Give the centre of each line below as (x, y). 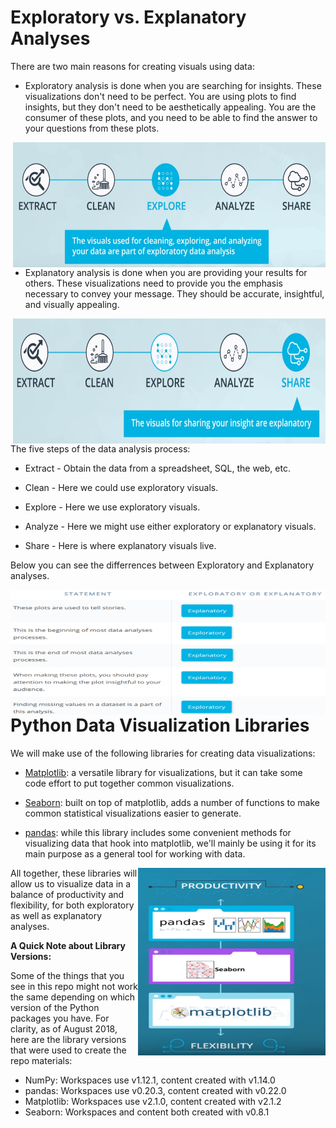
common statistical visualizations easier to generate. (133, 813)
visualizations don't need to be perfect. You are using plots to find (160, 96)
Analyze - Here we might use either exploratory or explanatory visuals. (170, 526)
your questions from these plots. (92, 128)
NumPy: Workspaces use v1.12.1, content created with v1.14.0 (150, 1080)
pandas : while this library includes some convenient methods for (158, 832)
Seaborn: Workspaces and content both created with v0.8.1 (147, 1112)
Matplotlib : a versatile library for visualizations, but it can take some (163, 772)
